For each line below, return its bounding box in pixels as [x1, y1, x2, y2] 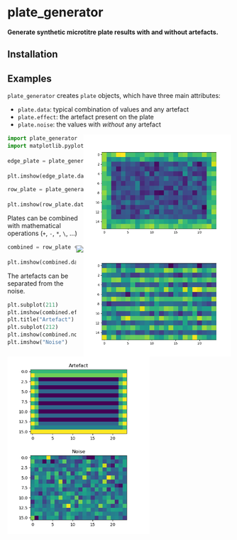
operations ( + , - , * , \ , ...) [7, 229, 78, 238]
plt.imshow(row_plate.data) [7, 201, 91, 208]
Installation [7, 48, 58, 60]
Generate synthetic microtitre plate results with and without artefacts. [7, 28, 219, 36]
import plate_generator [7, 135, 78, 142]
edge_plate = [7, 157, 46, 164]
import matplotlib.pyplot [7, 143, 84, 150]
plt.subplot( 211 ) [7, 301, 59, 308]
